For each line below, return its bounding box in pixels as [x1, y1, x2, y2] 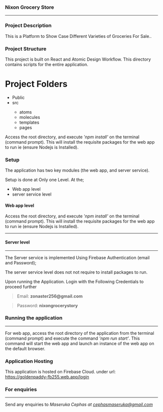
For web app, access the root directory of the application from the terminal [5, 330, 154, 336]
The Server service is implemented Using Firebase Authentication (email [5, 254, 150, 261]
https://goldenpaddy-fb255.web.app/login [5, 374, 90, 380]
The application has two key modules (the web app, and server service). [5, 167, 150, 173]
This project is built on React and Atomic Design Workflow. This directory [5, 56, 151, 62]
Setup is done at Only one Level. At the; [5, 177, 84, 183]
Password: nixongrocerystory [16, 302, 78, 308]
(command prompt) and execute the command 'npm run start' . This [5, 335, 140, 341]
